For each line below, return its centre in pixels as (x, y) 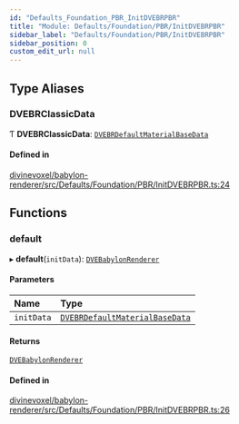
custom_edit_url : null (52, 52)
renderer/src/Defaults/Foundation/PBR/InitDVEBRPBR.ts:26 (119, 410)
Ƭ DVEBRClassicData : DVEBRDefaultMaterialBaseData (109, 133)
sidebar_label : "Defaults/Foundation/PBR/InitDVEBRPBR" (117, 35)
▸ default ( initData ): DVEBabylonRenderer (85, 259)
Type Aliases (47, 89)
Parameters (32, 280)
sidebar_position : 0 (49, 43)
